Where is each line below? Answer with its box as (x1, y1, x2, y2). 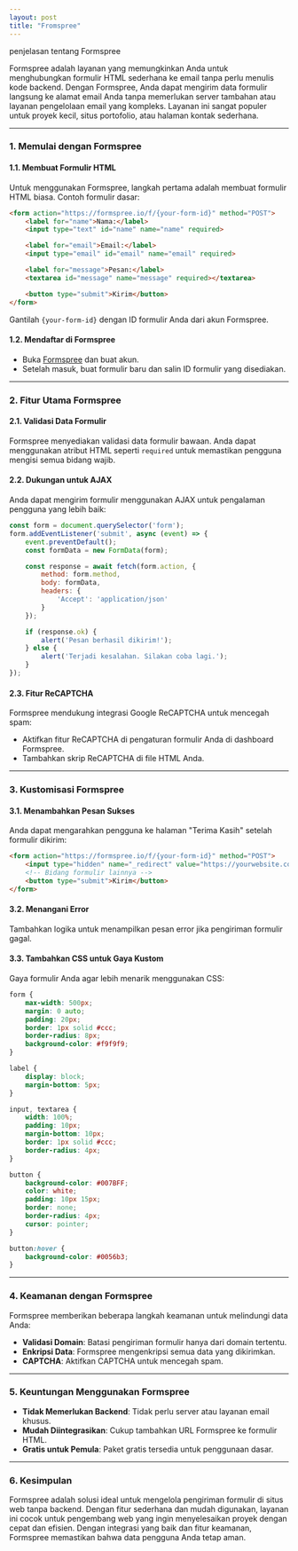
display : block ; (25, 1072, 86, 1081)
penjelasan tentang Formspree (9, 45, 122, 56)
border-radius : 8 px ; (25, 1031, 101, 1041)
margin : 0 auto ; (25, 1006, 86, 1016)
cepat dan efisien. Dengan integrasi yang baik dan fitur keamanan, (9, 1523, 253, 1533)
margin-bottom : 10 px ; (25, 1130, 105, 1138)
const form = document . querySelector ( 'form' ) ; (9, 521, 184, 531)
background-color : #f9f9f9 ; (25, 1040, 129, 1049)
